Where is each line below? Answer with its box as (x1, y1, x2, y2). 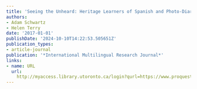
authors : (6, 14, 28, 20)
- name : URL (6, 63, 35, 69)
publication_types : (6, 42, 54, 47)
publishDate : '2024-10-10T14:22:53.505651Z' (6, 36, 117, 42)
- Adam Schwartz (6, 19, 46, 25)
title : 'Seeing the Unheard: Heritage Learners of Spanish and (6, 8, 164, 15)
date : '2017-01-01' (6, 30, 54, 36)
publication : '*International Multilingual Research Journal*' (6, 52, 164, 58)
